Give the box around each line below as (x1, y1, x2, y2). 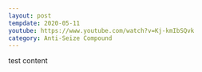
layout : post (8, 11, 52, 20)
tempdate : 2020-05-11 (8, 19, 81, 27)
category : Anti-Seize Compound (8, 34, 113, 42)
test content (8, 56, 48, 66)
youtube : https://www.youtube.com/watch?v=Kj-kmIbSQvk (8, 26, 195, 34)
